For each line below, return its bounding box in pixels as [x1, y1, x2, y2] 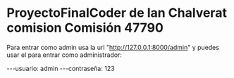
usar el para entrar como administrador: [6, 51, 123, 59]
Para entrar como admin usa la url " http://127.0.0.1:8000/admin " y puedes [6, 43, 220, 51]
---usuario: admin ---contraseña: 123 [6, 64, 115, 72]
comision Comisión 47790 [6, 20, 164, 36]
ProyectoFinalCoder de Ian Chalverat [6, 5, 227, 21]
